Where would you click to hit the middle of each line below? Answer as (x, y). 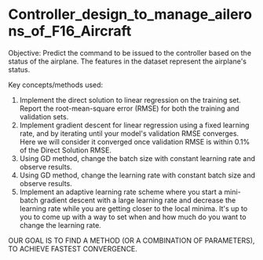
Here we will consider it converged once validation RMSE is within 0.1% (135, 141)
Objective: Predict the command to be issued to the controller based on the (130, 53)
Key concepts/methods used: (56, 85)
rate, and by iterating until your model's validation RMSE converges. (129, 133)
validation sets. (44, 116)
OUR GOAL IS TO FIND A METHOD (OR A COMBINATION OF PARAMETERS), (131, 240)
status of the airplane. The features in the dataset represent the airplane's (128, 61)
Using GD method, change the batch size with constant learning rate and (137, 158)
